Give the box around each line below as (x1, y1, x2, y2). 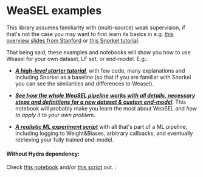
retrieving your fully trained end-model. (15, 135, 114, 143)
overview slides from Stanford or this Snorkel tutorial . (6, 37, 140, 44)
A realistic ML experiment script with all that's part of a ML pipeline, (15, 123, 188, 130)
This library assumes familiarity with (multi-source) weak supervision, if (6, 24, 185, 31)
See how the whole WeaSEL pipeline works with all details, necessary (15, 92, 196, 99)
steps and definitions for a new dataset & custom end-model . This (15, 98, 187, 106)
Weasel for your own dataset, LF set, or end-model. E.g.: (6, 55, 148, 62)
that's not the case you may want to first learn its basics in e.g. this (6, 30, 174, 37)
